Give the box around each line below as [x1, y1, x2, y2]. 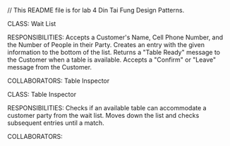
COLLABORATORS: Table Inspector [7, 77, 110, 85]
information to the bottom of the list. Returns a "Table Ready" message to [7, 48, 221, 56]
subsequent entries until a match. [7, 119, 104, 127]
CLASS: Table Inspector [7, 91, 76, 98]
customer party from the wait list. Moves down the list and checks [7, 112, 200, 119]
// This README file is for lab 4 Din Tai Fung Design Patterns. [7, 6, 185, 14]
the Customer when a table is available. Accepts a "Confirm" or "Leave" [7, 55, 217, 64]
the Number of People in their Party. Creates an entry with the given [7, 41, 205, 48]
